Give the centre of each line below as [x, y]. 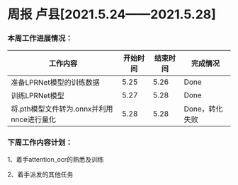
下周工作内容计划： [40, 143]
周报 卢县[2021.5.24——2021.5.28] [112, 14]
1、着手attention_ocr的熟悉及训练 [56, 159]
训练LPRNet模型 [38, 96]
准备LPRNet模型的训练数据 [56, 83]
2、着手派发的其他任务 [40, 174]
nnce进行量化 [34, 119]
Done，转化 [203, 109]
